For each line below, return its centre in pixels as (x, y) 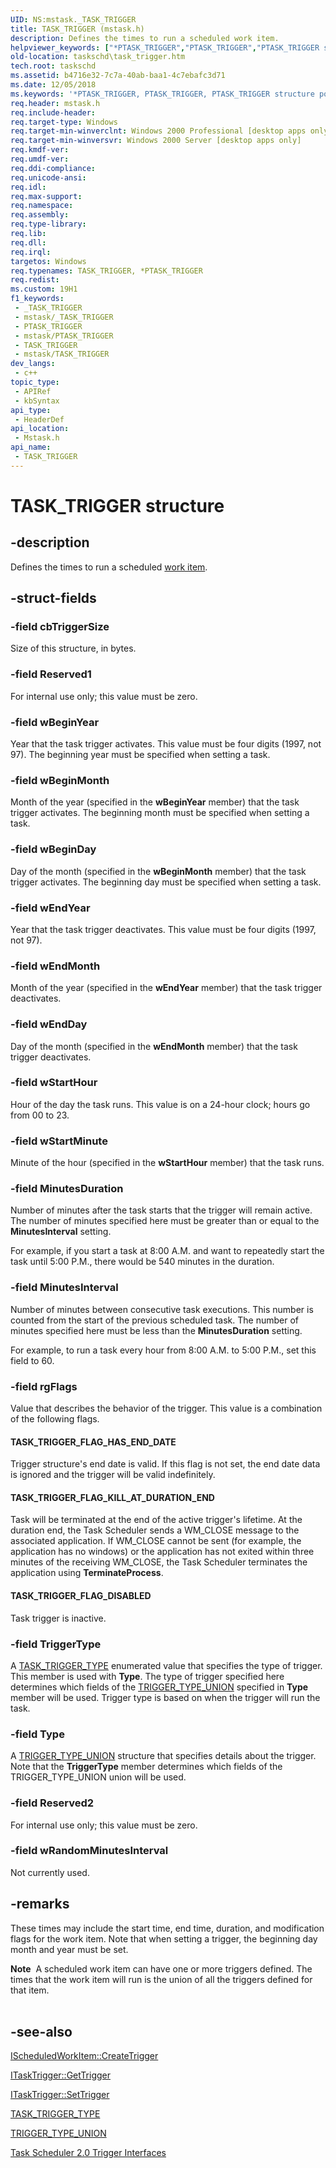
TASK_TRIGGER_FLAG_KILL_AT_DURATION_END (112, 1497)
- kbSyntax (37, 401)
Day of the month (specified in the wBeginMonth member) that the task (158, 871)
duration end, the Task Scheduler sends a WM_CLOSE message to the (155, 1530)
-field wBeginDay (53, 849)
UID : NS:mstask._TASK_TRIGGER (73, 19)
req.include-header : (53, 112)
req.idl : (28, 187)
